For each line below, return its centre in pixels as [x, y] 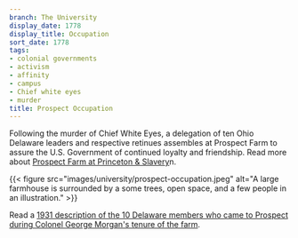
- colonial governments [53, 59]
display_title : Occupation [59, 34]
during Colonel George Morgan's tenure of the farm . [105, 225]
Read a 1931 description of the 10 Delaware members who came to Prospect [149, 215]
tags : [19, 51]
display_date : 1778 [45, 26]
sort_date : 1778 [39, 42]
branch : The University [53, 17]
